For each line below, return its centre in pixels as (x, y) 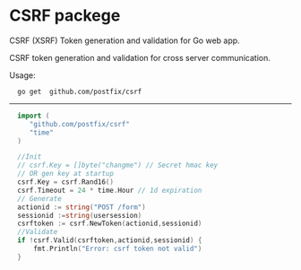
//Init (30, 157)
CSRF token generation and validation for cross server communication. (140, 57)
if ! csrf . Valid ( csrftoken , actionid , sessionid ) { (110, 240)
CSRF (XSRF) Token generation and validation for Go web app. (125, 40)
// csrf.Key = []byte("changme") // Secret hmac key (118, 165)
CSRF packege (65, 16)
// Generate (40, 198)
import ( (34, 116)
